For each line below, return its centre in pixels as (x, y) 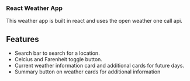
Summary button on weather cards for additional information (87, 72)
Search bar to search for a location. (57, 53)
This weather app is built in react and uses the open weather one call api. (94, 21)
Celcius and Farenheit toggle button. (58, 59)
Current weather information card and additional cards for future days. (99, 66)
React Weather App (34, 8)
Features (23, 39)
